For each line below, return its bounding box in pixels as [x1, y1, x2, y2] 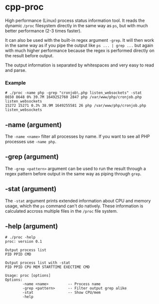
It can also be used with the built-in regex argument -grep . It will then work [5, 37, 154, 43]
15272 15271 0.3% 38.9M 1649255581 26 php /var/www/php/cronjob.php [5, 103, 146, 108]
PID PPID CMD [5, 252, 32, 257]
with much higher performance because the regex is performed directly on [5, 48, 155, 53]
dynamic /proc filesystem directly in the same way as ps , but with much [5, 22, 148, 28]
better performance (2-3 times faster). [5, 28, 81, 34]
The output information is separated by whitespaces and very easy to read [5, 62, 154, 68]
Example [5, 79, 26, 86]
